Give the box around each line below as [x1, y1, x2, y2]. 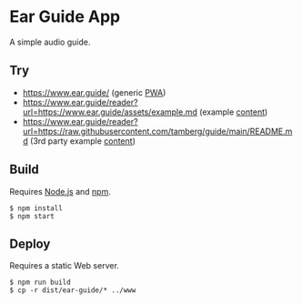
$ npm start [9, 211, 55, 220]
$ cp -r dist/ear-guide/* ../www [9, 286, 136, 295]
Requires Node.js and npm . [9, 186, 111, 197]
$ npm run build [9, 278, 71, 288]
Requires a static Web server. [9, 260, 120, 271]
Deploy [9, 236, 51, 251]
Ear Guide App [9, 6, 121, 27]
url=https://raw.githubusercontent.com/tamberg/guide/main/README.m [22, 126, 293, 137]
